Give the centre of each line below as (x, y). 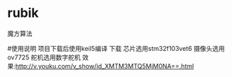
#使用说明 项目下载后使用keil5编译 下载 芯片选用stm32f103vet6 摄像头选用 (116, 48)
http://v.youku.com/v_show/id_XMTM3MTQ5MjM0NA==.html (105, 66)
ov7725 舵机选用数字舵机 (44, 57)
